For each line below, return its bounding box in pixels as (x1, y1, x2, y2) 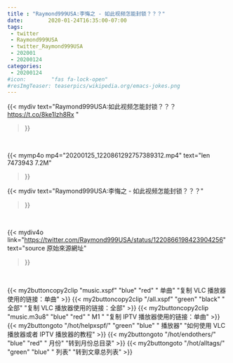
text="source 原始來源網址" (7, 244, 87, 253)
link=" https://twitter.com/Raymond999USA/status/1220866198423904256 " (7, 236, 227, 244)
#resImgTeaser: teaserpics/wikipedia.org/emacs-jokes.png (7, 82, 180, 89)
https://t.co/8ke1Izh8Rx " (7, 110, 79, 119)
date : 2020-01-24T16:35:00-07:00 (7, 17, 128, 24)
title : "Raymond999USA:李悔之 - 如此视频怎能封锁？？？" (7, 10, 166, 18)
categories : (7, 63, 42, 70)
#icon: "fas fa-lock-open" (7, 75, 109, 83)
